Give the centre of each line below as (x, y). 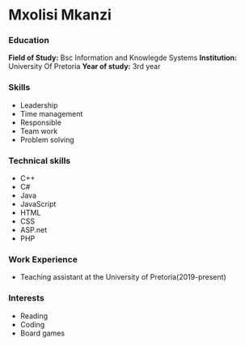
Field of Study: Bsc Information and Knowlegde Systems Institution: (122, 58)
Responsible (41, 122)
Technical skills (40, 160)
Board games (42, 333)
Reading (34, 316)
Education (29, 41)
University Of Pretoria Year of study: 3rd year (84, 66)
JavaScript (38, 204)
